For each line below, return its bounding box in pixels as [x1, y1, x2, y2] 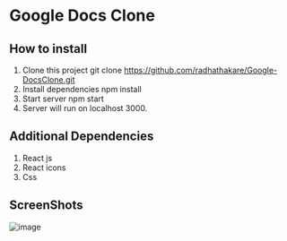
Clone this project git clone [22, 65, 123, 75]
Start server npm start [22, 93, 105, 104]
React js [22, 152, 53, 163]
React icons [22, 162, 66, 173]
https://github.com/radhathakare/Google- [124, 65, 278, 75]
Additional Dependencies [9, 129, 154, 144]
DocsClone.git [22, 74, 75, 85]
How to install [9, 41, 88, 56]
